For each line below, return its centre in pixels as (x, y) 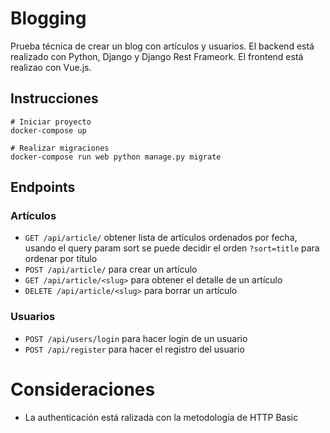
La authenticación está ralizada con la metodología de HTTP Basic (161, 417)
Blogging (48, 18)
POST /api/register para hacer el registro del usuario (134, 349)
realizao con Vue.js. (51, 67)
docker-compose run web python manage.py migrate (116, 157)
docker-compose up (48, 130)
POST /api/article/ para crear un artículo (111, 269)
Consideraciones (83, 389)
